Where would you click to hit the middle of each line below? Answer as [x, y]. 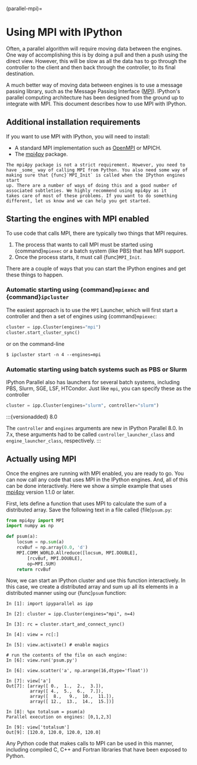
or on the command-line [35, 344]
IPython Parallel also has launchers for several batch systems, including [93, 382]
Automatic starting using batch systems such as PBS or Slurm [96, 369]
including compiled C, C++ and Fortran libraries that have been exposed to [96, 750]
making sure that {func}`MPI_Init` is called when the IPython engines [96, 175]
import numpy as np [30, 526]
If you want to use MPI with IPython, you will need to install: [78, 136]
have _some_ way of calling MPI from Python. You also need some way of [97, 170]
